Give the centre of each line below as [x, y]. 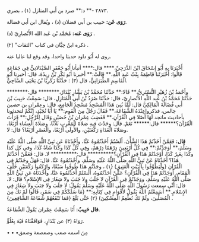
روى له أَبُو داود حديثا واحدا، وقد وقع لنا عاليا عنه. [59, 56]
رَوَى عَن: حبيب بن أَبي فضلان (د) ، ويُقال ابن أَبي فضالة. [67, 22]
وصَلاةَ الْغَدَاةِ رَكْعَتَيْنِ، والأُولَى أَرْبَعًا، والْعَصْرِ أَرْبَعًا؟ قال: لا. [67, 130]
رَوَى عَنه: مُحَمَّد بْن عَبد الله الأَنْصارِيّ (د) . [51, 33]
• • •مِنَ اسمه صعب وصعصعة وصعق [47, 232]
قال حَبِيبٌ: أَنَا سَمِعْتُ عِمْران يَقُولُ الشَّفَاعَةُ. [53, 209]
